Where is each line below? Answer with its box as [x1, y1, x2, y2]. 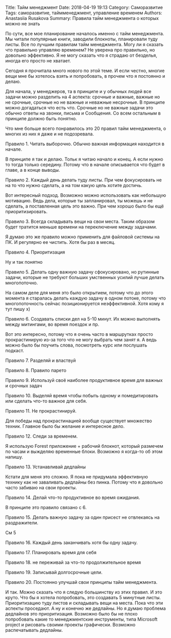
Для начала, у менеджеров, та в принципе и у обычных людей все [5, 88, 152, 94]
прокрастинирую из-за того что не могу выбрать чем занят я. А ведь [5, 337, 157, 343]
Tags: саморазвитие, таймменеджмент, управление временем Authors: [5, 10, 162, 16]
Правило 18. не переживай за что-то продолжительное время [5, 559, 141, 565]
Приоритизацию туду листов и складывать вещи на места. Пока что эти [5, 600, 163, 606]
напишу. [5, 454, 23, 460]
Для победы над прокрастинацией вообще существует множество [5, 418, 152, 424]
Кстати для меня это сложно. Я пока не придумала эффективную [5, 474, 148, 480]
